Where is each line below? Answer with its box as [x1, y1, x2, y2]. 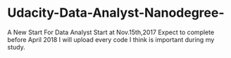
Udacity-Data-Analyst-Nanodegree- [7, 5, 225, 21]
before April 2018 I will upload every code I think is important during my [7, 35, 215, 43]
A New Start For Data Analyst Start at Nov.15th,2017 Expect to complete [7, 28, 215, 36]
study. [7, 43, 26, 51]
